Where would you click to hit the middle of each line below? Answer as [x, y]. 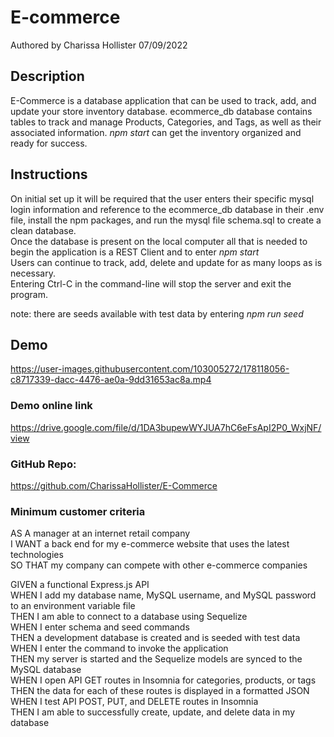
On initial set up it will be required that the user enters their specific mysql [162, 198]
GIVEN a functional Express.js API [80, 585]
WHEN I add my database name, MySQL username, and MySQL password [163, 595]
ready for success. [49, 143]
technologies [37, 555]
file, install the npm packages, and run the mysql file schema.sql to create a [166, 220]
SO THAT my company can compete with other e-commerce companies [159, 565]
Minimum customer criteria [78, 511]
